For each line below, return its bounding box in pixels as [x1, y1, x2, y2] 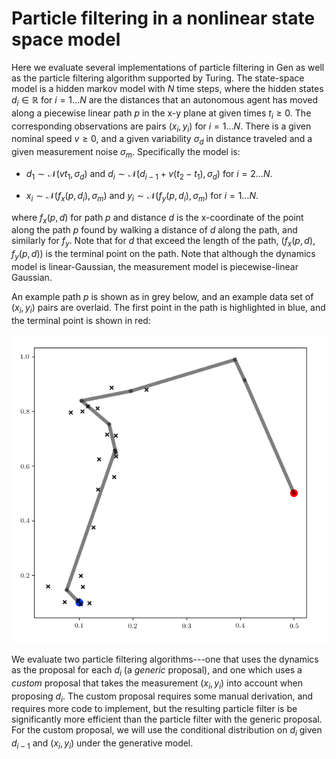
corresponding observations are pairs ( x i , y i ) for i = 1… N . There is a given [11, 120, 312, 134]
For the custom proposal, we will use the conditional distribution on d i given [11, 724, 323, 739]
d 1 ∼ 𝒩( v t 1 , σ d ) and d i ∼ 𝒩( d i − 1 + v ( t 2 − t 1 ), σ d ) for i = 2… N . [25, 167, 273, 182]
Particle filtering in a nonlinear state [11, 7, 316, 30]
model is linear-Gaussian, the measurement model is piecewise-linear [11, 260, 299, 272]
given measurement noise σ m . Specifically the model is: [11, 146, 241, 160]
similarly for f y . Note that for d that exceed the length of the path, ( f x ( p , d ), [11, 235, 316, 249]
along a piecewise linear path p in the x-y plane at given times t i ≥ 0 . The [11, 107, 312, 121]
